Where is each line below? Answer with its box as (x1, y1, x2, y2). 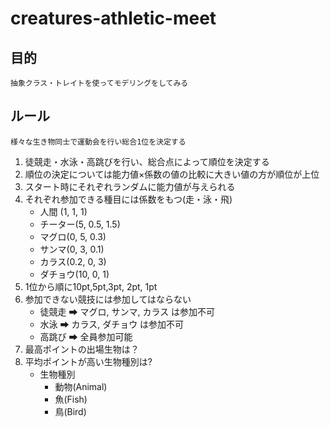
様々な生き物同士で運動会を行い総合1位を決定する (10, 137, 187, 147)
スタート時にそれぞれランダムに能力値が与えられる (24, 180, 236, 192)
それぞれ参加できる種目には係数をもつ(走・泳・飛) (24, 193, 233, 205)
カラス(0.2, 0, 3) (39, 255, 107, 267)
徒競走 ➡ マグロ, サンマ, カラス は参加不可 (39, 305, 216, 317)
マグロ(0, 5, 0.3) (39, 230, 107, 242)
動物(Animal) (54, 380, 108, 392)
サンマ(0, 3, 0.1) (39, 243, 105, 255)
